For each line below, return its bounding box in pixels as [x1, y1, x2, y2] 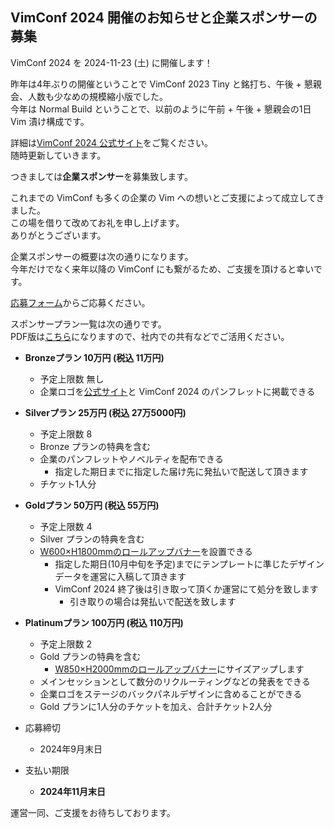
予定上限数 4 [39, 520, 93, 532]
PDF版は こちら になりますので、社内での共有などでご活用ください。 [10, 330, 290, 342]
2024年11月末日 [39, 785, 106, 797]
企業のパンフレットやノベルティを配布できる [39, 453, 224, 465]
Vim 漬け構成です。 [10, 115, 90, 127]
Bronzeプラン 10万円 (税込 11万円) [24, 351, 165, 363]
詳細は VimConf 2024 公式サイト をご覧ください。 [10, 136, 213, 148]
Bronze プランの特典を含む [39, 440, 152, 452]
